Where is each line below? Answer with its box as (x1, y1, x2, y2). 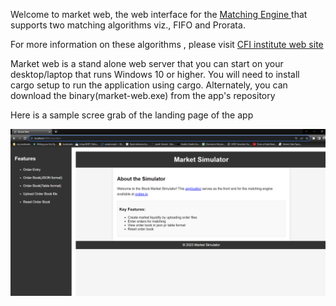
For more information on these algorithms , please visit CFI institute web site (10, 39, 324, 50)
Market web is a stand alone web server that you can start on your (10, 58, 284, 69)
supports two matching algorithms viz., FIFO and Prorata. (10, 19, 246, 31)
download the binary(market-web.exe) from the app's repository (10, 90, 276, 101)
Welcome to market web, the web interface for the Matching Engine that (10, 9, 308, 20)
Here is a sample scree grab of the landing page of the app (10, 109, 254, 121)
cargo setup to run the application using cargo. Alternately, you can (10, 79, 288, 91)
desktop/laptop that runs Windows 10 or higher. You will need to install (10, 69, 300, 80)
